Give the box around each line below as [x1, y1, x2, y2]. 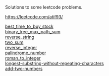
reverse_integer [5, 45, 37, 50]
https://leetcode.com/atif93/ [5, 14, 63, 19]
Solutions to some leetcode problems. [5, 4, 83, 10]
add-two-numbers [5, 66, 43, 72]
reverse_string [5, 34, 35, 40]
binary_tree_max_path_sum [5, 29, 60, 34]
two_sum [5, 39, 24, 45]
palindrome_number [5, 50, 46, 56]
